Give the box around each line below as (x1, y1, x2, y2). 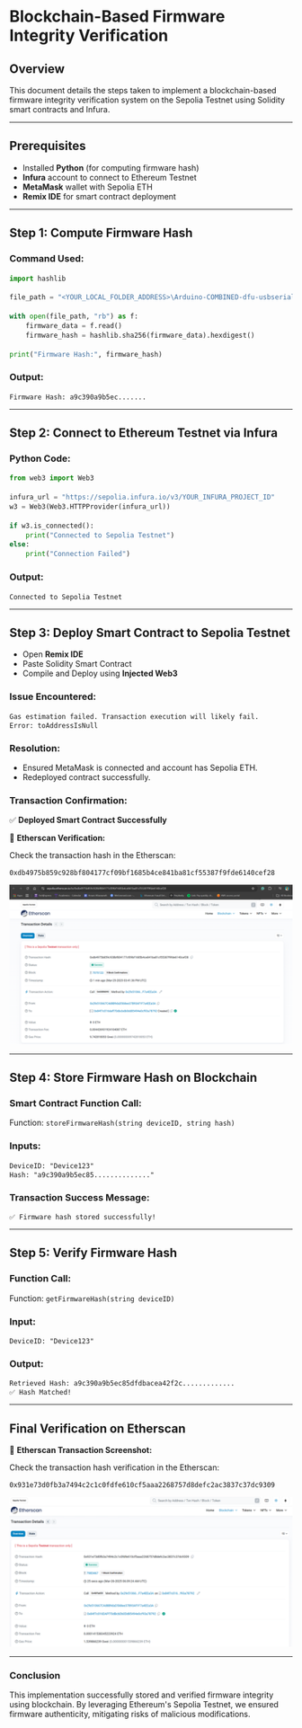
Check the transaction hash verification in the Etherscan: (9, 1462, 220, 1473)
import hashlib (9, 274, 67, 283)
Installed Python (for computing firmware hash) (22, 162, 200, 173)
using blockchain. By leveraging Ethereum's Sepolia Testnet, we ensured (9, 1699, 279, 1710)
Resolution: (9, 741, 61, 754)
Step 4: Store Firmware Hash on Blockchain (9, 1070, 258, 1086)
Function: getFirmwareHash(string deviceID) (9, 1292, 175, 1304)
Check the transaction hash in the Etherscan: (9, 850, 176, 861)
